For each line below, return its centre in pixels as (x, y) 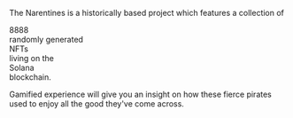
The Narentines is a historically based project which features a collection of (147, 13)
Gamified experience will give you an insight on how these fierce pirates (140, 94)
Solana (22, 67)
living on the (32, 58)
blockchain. (30, 77)
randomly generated (46, 39)
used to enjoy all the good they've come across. (96, 104)
